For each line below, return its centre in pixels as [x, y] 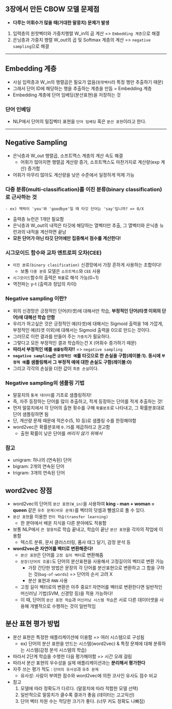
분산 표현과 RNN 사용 [48, 581]
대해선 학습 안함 [39, 317]
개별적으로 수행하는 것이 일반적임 [63, 606]
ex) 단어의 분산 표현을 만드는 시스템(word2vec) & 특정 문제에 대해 [86, 643]
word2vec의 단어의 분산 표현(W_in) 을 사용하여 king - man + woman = [84, 504]
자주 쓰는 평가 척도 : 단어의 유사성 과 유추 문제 [56, 669]
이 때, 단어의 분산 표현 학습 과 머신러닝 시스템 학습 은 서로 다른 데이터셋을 [89, 600]
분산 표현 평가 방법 [33, 624]
